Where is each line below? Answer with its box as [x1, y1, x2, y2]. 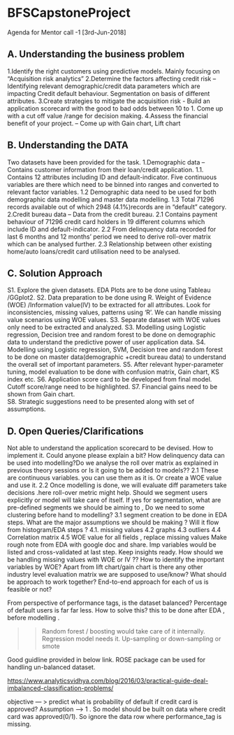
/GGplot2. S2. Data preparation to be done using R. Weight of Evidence [7, 293, 212, 302]
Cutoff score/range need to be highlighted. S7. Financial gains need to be [7, 383, 218, 391]
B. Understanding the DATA [7, 139, 129, 151]
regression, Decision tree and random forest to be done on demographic [7, 330, 216, 339]
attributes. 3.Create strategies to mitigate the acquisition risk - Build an [7, 97, 211, 105]
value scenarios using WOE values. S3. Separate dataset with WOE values [7, 316, 221, 324]
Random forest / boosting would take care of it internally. [41, 627, 205, 636]
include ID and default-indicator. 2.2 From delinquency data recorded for [7, 225, 217, 233]
